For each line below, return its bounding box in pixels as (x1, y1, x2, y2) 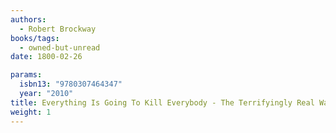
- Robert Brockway (19, 24, 97, 34)
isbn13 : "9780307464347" (19, 79, 123, 90)
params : (10, 70, 43, 80)
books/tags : (10, 33, 60, 43)
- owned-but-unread (19, 42, 101, 53)
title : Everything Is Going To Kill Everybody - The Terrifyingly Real (10, 97, 315, 108)
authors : (10, 14, 47, 25)
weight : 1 (10, 107, 52, 117)
